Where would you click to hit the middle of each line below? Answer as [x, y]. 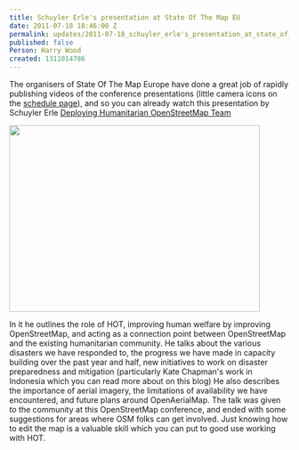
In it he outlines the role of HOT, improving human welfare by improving [140, 324]
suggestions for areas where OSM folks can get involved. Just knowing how [149, 419]
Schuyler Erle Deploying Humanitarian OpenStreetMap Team [120, 113]
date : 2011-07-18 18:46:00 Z [63, 26]
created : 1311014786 [48, 59]
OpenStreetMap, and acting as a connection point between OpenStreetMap [148, 334]
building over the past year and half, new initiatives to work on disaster [139, 362]
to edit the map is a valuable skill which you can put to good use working [142, 428]
